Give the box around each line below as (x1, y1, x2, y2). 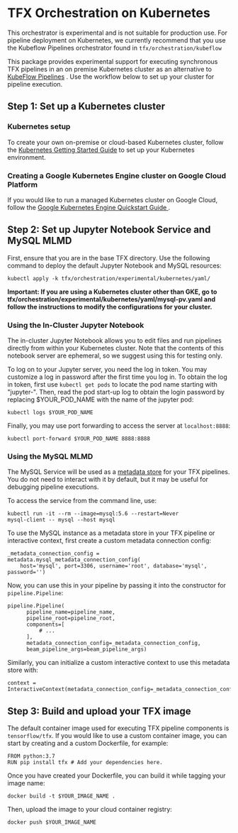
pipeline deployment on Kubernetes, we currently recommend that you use (7, 35, 226, 44)
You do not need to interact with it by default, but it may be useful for (7, 475, 209, 484)
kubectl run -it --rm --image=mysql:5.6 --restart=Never (7, 510, 179, 517)
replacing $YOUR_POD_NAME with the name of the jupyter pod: (7, 395, 194, 404)
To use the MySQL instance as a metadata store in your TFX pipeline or (7, 529, 215, 537)
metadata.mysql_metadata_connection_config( (7, 556, 141, 563)
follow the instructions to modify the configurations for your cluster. (7, 302, 212, 311)
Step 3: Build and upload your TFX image (7, 705, 191, 717)
